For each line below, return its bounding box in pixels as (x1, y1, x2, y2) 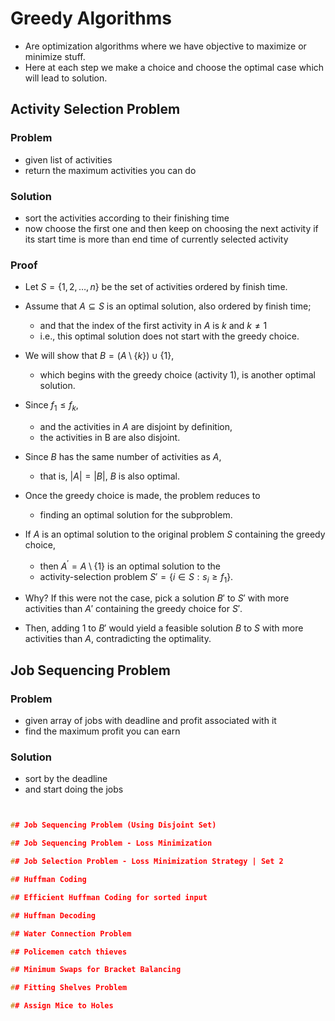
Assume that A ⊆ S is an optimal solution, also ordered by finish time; (24, 300, 312, 312)
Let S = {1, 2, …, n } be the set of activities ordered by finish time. (24, 281, 288, 293)
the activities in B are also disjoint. (39, 432, 181, 444)
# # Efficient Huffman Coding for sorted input (10, 892, 208, 902)
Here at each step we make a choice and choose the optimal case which (24, 61, 325, 73)
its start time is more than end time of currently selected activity (24, 233, 289, 245)
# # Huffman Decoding (10, 910, 97, 921)
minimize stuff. (24, 50, 86, 62)
